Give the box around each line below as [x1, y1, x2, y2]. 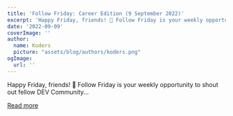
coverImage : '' [7, 29, 51, 37]
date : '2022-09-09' [7, 23, 64, 30]
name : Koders [13, 42, 51, 49]
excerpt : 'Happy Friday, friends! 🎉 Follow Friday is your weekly [7, 17, 203, 23]
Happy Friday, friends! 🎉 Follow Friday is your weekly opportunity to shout [7, 80, 218, 88]
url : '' [13, 61, 36, 68]
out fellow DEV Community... [7, 88, 89, 96]
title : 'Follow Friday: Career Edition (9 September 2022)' [7, 10, 185, 17]
